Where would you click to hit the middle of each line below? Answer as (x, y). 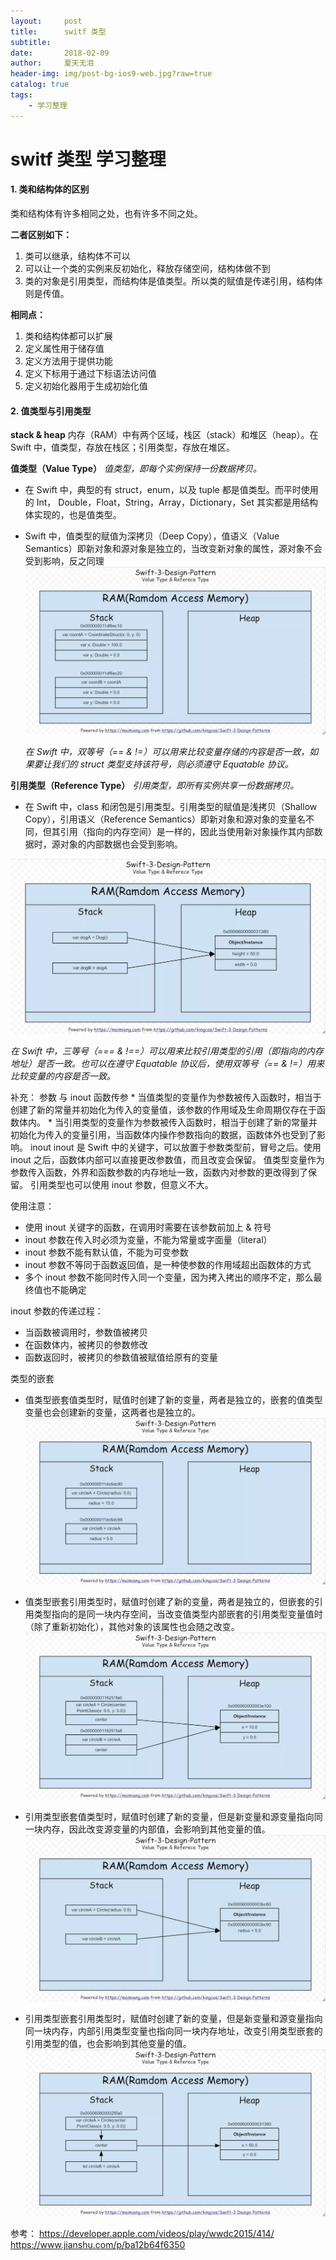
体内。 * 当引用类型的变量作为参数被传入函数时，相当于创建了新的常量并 (168, 1122)
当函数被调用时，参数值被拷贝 (86, 1332)
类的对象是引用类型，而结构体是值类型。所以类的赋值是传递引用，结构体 (173, 281)
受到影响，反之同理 (64, 561)
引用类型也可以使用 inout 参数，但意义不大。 (121, 1184)
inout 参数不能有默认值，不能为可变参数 (106, 1252)
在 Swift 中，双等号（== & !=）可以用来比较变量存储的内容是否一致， (167, 751)
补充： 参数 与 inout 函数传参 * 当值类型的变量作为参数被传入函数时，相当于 (166, 1097)
